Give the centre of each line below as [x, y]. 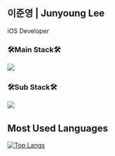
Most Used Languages [57, 128]
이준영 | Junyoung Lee [56, 13]
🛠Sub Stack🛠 [32, 88]
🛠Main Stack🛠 [34, 49]
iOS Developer [28, 30]
